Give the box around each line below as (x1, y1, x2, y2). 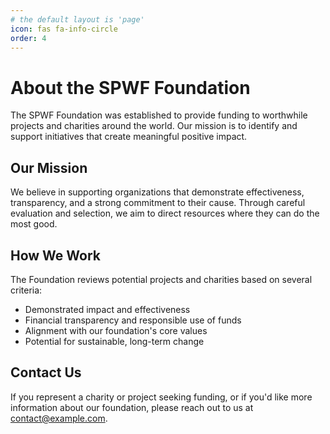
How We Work (10, 247, 102, 264)
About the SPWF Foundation (10, 76, 251, 99)
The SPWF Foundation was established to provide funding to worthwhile (10, 109, 308, 121)
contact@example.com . (10, 412, 108, 424)
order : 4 (10, 33, 47, 43)
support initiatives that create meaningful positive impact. (10, 131, 248, 143)
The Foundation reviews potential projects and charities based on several (10, 273, 313, 285)
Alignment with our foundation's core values (24, 324, 208, 336)
